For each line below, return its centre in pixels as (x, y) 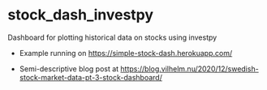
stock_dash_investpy (81, 15)
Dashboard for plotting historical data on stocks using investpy (112, 37)
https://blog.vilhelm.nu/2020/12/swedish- (189, 69)
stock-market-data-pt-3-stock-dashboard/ (91, 77)
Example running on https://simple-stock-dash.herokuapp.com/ (126, 53)
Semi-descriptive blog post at (69, 69)
